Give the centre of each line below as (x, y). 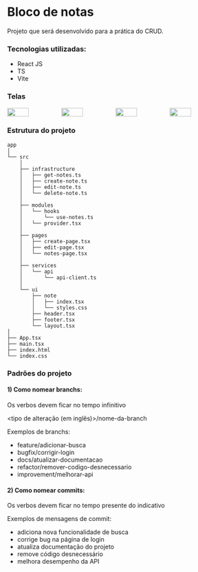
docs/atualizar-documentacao (60, 460)
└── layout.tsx (54, 326)
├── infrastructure (47, 169)
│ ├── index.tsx (58, 302)
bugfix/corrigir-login (46, 452)
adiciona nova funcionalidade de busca (73, 532)
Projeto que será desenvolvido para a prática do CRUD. (85, 31)
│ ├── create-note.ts (54, 181)
